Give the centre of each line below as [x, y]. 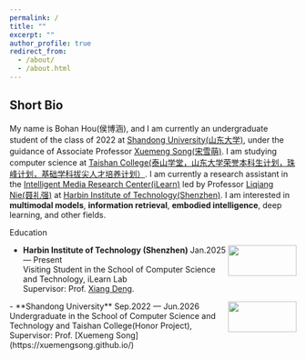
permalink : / [34, 18]
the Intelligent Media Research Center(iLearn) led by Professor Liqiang [142, 184]
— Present [42, 259]
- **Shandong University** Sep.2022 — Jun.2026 [105, 306]
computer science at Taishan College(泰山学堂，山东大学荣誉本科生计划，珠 [153, 162]
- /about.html [44, 69]
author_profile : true [51, 43]
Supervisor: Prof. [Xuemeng [61, 335]
